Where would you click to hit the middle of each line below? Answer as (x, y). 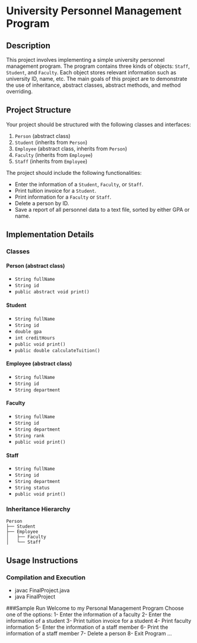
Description (28, 46)
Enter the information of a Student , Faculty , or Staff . (79, 184)
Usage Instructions (42, 560)
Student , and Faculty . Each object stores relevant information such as (91, 72)
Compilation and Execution (46, 577)
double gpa (28, 331)
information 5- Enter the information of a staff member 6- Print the (87, 627)
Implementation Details (50, 235)
